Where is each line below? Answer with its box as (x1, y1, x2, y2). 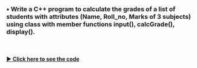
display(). (6, 27, 35, 36)
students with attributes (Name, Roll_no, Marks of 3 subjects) (6, 12, 191, 21)
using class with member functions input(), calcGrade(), (6, 20, 175, 29)
